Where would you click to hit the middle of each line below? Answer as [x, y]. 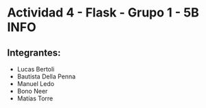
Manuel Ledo [36, 84]
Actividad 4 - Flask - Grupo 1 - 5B [103, 13]
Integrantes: [34, 53]
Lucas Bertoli [36, 69]
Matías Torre [35, 98]
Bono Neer [32, 91]
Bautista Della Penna [46, 76]
